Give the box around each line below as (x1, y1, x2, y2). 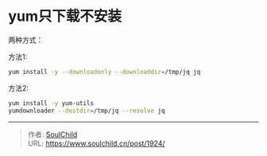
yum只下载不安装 (8, 7, 122, 25)
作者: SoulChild (27, 129, 78, 139)
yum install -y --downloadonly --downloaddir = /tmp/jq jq (8, 68, 201, 76)
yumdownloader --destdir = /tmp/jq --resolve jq (8, 107, 165, 115)
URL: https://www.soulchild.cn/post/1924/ (27, 138, 165, 148)
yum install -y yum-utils (8, 99, 94, 107)
